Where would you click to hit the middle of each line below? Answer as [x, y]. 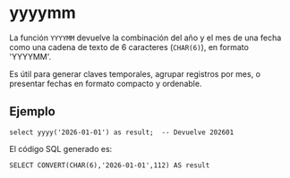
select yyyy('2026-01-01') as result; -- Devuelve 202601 [122, 132]
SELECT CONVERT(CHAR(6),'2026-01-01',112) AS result [110, 165]
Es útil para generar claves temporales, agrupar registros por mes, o [135, 73]
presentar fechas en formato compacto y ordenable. [106, 83]
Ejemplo [32, 111]
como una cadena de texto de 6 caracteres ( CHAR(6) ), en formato [129, 47]
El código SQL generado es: [61, 148]
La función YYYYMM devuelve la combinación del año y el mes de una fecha [145, 38]
